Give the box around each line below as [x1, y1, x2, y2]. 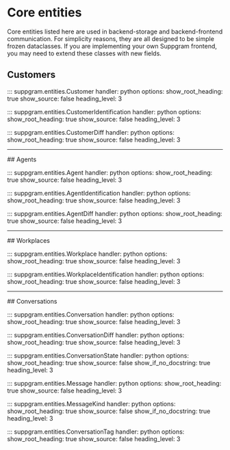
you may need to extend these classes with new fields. [7, 49, 162, 57]
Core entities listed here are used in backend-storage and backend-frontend [7, 27, 223, 36]
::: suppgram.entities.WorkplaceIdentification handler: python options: [7, 270, 204, 278]
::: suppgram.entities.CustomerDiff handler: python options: [7, 128, 175, 136]
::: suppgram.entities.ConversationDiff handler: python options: [7, 330, 185, 339]
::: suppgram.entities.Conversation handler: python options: [7, 310, 175, 319]
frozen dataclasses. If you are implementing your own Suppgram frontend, [7, 42, 218, 50]
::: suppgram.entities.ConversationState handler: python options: [7, 351, 190, 360]
